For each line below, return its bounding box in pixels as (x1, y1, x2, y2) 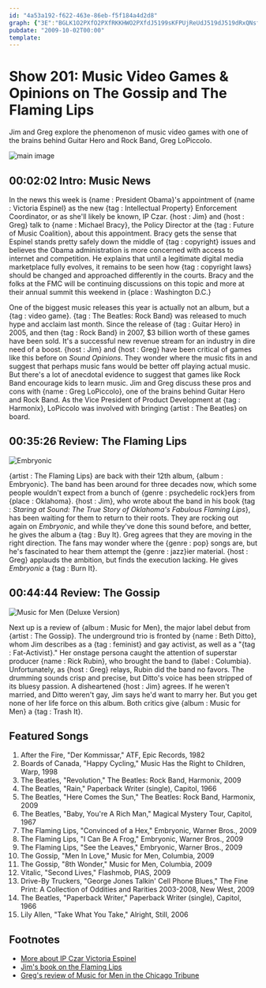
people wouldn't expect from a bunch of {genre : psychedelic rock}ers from (9, 488, 256, 497)
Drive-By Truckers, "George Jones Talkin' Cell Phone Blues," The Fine (20, 877, 249, 886)
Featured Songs (9, 730, 89, 743)
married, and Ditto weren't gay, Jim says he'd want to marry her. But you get (9, 689, 257, 700)
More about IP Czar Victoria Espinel (20, 954, 137, 963)
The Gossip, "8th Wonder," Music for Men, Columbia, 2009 (20, 859, 212, 869)
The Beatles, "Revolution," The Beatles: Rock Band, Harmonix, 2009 (20, 775, 242, 785)
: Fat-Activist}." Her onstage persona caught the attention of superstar (9, 647, 238, 657)
